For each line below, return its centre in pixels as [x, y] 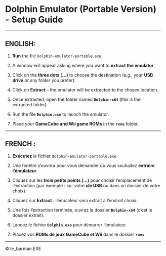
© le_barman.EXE [23, 249]
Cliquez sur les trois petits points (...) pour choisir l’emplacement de [82, 180]
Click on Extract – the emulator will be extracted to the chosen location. [85, 89]
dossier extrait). [28, 215]
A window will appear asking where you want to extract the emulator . [83, 65]
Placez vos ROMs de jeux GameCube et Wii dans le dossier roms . [79, 234]
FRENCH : [21, 144]
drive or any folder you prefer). [44, 80]
